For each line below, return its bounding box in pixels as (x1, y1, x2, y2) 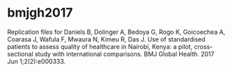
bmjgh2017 (7, 5, 73, 21)
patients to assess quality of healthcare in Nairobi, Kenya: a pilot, (7, 42, 193, 51)
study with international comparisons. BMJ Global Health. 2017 (34, 50, 215, 58)
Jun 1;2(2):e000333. (7, 57, 66, 65)
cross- (194, 42, 213, 51)
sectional (7, 50, 33, 58)
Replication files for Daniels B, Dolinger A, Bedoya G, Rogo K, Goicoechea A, (7, 28, 226, 36)
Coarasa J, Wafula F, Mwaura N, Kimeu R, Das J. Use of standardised (7, 35, 206, 43)
